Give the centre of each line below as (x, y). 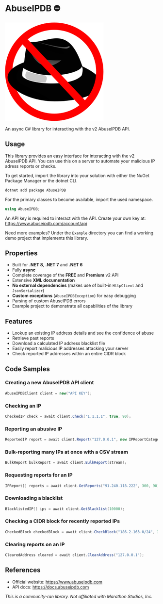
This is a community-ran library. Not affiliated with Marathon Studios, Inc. (79, 596)
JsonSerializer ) (28, 291)
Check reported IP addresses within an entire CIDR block (69, 354)
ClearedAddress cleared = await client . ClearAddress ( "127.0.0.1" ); (75, 555)
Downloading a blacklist (34, 498)
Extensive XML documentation (43, 280)
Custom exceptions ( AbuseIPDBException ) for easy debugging (74, 296)
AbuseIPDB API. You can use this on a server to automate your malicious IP (80, 161)
